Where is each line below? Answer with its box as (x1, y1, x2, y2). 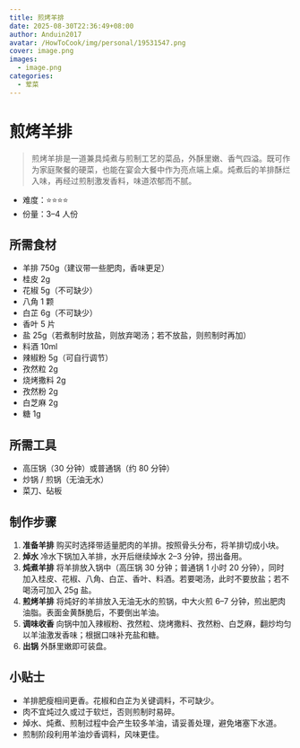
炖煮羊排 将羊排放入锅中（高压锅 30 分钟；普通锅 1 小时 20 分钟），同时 (21, 562, 285, 573)
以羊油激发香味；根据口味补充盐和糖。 (21, 629, 164, 640)
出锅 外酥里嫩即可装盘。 (21, 641, 112, 651)
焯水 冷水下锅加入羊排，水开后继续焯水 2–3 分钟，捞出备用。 (21, 551, 247, 561)
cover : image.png (9, 47, 74, 56)
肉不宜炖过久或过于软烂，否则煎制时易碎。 (21, 706, 180, 717)
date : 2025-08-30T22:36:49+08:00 (9, 22, 134, 31)
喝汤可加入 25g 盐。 (21, 585, 97, 595)
